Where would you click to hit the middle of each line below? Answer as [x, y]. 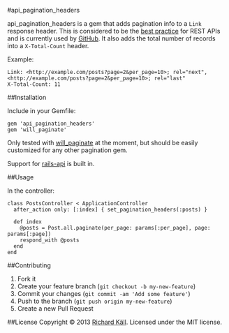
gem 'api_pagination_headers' [51, 124]
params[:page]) [29, 234]
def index [28, 222]
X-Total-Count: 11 [34, 84]
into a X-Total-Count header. [48, 46]
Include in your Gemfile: [42, 111]
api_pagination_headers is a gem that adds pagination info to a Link [104, 23]
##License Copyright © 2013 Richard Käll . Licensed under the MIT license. [114, 322]
